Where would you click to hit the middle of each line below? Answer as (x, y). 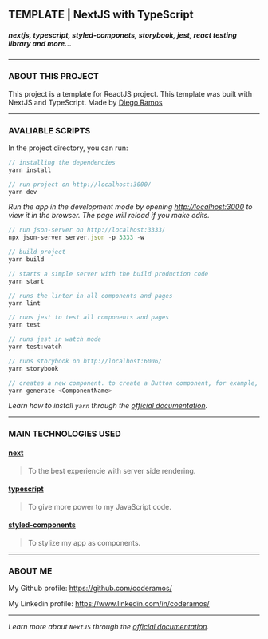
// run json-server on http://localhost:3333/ (87, 230)
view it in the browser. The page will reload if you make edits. (109, 216)
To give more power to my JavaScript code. (99, 506)
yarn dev (23, 192)
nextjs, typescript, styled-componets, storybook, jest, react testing (123, 35)
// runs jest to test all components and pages (89, 318)
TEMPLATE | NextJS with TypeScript (101, 15)
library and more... (40, 43)
